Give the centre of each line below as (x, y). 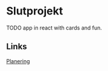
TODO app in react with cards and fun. (54, 28)
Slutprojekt (35, 11)
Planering (18, 61)
